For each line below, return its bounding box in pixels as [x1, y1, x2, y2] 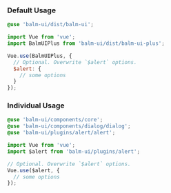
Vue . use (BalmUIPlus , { [7, 52, 72, 59]
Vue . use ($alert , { [7, 167, 60, 174]
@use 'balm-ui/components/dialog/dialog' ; [7, 123, 131, 130]
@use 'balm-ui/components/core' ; [7, 116, 103, 123]
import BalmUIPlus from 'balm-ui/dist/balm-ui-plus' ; [7, 40, 165, 47]
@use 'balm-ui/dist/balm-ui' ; [7, 21, 94, 28]
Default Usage [7, 6, 57, 15]
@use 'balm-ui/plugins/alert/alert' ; [7, 130, 116, 136]
